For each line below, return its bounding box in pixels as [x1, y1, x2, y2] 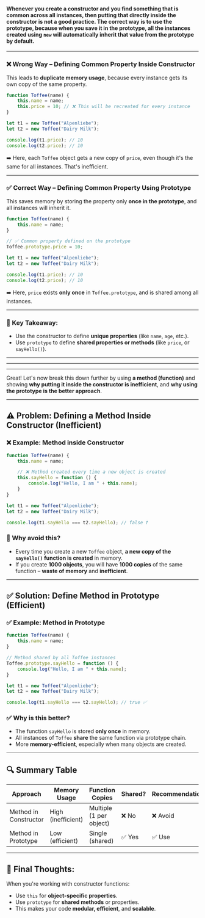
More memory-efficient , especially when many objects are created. [15, 740, 187, 748]
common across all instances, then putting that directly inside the [6, 11, 176, 18]
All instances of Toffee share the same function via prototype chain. [15, 734, 187, 742]
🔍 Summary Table [6, 765, 77, 775]
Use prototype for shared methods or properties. [15, 898, 140, 906]
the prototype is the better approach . [6, 387, 103, 394]
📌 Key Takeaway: [6, 318, 59, 327]
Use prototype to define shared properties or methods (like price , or [15, 339, 190, 346]
